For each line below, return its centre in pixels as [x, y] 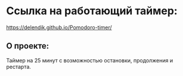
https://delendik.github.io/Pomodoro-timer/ [59, 27]
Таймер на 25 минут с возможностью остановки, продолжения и [90, 60]
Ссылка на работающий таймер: [92, 11]
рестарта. [19, 66]
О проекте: [28, 46]
